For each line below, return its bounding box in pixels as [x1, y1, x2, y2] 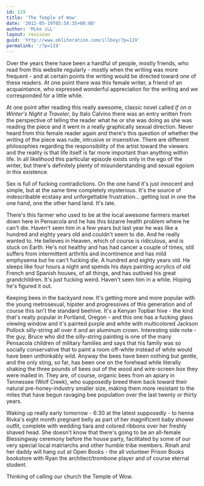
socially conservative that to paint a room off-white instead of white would [6, 345, 193, 353]
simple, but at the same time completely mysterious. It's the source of [6, 186, 181, 193]
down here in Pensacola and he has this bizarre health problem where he [6, 217, 190, 225]
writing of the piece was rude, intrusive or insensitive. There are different [6, 136, 189, 143]
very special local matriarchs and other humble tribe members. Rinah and [6, 442, 191, 449]
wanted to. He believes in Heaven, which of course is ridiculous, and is [6, 237, 184, 244]
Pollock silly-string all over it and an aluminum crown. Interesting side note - [6, 326, 197, 333]
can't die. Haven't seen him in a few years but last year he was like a [6, 224, 178, 231]
